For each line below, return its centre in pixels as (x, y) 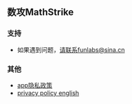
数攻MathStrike (41, 12)
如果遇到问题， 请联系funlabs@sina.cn (71, 49)
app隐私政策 (35, 85)
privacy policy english (48, 93)
